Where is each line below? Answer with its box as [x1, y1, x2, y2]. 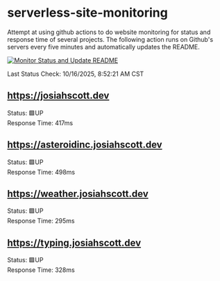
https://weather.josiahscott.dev [7, 188, 149, 200]
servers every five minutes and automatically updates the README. [7, 42, 200, 51]
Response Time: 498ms [7, 168, 75, 176]
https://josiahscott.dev [7, 90, 110, 102]
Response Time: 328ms [7, 266, 75, 274]
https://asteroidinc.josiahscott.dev [7, 139, 162, 151]
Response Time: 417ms [7, 118, 74, 127]
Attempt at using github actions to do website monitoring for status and [7, 28, 211, 36]
